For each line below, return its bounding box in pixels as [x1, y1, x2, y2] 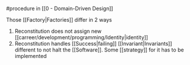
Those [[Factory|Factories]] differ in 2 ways [6, 16, 112, 23]
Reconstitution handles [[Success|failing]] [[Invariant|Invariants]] [14, 40, 172, 47]
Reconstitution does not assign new [14, 28, 102, 35]
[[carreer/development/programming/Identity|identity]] [14, 34, 149, 40]
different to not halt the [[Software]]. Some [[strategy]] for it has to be [14, 46, 184, 53]
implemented [14, 53, 47, 59]
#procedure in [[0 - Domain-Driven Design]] [6, 5, 113, 12]
